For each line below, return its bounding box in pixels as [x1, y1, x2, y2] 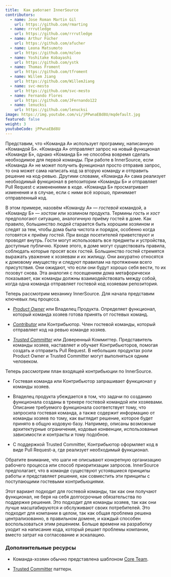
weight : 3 [5, 121, 27, 127]
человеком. [12, 358, 39, 364]
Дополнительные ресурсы [5, 544, 77, 551]
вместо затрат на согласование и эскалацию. [5, 532, 106, 538]
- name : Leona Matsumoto [10, 45, 63, 51]
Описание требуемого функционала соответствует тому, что [12, 404, 146, 410]
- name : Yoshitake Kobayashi [10, 55, 72, 60]
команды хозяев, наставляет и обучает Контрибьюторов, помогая [12, 342, 158, 348]
